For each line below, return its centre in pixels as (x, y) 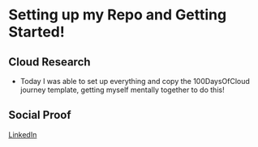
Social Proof (40, 115)
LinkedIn (23, 134)
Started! (37, 32)
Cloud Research (49, 62)
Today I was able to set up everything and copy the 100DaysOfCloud (135, 81)
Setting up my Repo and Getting (118, 15)
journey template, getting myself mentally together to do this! (122, 90)
